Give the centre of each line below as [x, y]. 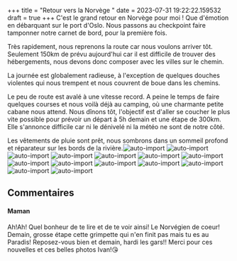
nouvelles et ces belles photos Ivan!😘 [63, 249]
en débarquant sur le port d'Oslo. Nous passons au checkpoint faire [106, 25]
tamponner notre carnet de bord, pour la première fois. [88, 33]
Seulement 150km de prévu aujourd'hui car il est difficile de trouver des [112, 54]
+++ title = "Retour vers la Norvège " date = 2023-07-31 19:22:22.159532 [114, 10]
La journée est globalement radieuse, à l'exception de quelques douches [114, 75]
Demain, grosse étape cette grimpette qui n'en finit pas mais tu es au [108, 234]
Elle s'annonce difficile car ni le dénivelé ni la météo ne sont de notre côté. [116, 127]
